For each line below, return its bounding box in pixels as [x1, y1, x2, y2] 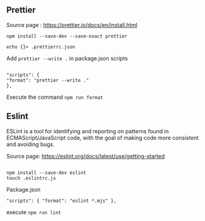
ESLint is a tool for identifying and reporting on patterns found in [6, 127, 169, 134]
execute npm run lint [6, 208, 61, 215]
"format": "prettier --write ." [6, 77, 89, 83]
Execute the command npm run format [6, 93, 103, 101]
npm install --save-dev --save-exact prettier [6, 33, 128, 39]
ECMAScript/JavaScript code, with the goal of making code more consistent [6, 134, 199, 141]
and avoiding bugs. [6, 141, 55, 148]
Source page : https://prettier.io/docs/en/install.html [6, 21, 138, 28]
